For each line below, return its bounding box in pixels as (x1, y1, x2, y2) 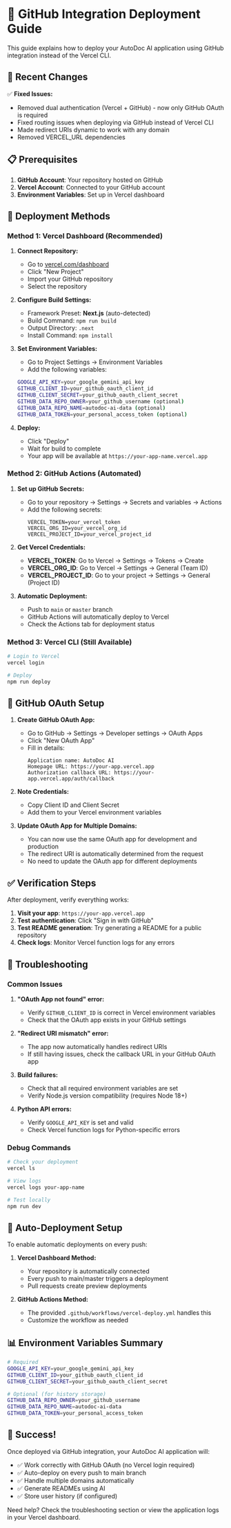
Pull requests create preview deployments (27, 1282, 147, 1290)
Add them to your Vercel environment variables (27, 808, 162, 817)
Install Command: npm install (27, 331, 113, 340)
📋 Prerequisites (7, 154, 78, 165)
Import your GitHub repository (27, 275, 113, 283)
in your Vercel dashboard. (7, 1513, 81, 1521)
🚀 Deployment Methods (7, 210, 110, 222)
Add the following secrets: (27, 505, 102, 513)
